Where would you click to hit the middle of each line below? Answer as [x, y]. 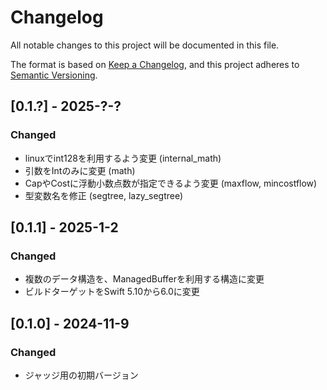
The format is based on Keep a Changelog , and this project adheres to [155, 64]
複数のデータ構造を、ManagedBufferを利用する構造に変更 [144, 279]
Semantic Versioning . [54, 75]
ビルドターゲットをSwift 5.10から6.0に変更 [112, 292]
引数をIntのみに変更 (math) [80, 170]
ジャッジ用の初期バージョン [81, 375]
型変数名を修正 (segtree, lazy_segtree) [104, 195]
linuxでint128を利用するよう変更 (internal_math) [123, 158]
